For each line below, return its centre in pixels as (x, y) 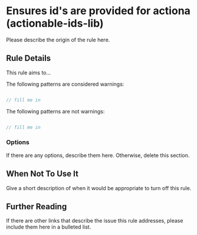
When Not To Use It (42, 174)
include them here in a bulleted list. (49, 227)
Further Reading (37, 207)
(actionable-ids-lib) (55, 23)
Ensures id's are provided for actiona (98, 11)
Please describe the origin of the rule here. (58, 40)
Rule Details (29, 58)
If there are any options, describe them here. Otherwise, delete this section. (98, 155)
